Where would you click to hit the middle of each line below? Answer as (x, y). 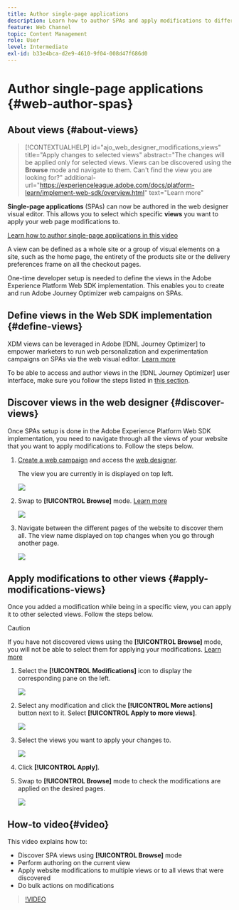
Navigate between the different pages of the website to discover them (120, 528)
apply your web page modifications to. (64, 221)
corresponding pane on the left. (64, 678)
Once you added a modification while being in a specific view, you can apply (119, 607)
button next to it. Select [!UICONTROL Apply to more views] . (107, 713)
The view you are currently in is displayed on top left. (95, 473)
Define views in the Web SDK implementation (110, 316)
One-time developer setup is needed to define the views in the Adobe (110, 277)
